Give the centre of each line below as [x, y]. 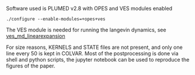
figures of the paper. [31, 66]
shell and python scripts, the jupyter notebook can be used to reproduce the [98, 60]
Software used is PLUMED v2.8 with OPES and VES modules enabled [89, 8]
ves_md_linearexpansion [36, 36]
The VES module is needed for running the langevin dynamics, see [86, 30]
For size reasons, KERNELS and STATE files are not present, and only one [94, 47]
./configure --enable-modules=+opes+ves [56, 19]
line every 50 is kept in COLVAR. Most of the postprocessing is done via [93, 53]
